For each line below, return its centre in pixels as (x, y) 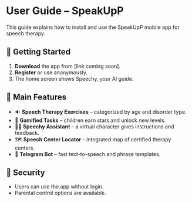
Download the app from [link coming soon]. (68, 66)
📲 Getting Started (38, 52)
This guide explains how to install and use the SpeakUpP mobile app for (93, 27)
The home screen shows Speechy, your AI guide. (74, 78)
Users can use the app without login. (59, 187)
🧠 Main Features (36, 97)
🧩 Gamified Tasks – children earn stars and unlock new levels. (90, 120)
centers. (25, 148)
